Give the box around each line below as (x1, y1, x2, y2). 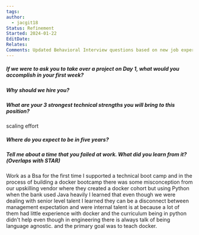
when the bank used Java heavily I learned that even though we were (6, 191, 176, 198)
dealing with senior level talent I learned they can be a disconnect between (6, 197, 190, 204)
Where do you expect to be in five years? (6, 136, 109, 143)
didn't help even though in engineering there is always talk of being (6, 216, 171, 223)
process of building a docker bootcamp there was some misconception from (6, 178, 193, 185)
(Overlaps (6, 157, 31, 164)
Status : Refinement (6, 25, 54, 31)
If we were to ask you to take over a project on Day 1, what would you (6, 66, 179, 73)
